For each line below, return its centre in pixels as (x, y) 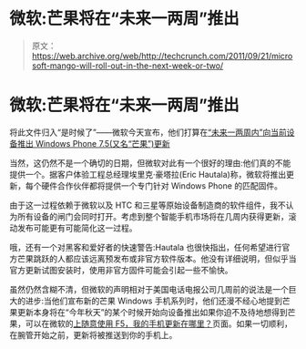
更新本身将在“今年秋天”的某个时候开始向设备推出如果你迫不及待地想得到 (153, 312)
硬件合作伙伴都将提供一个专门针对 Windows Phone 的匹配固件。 (161, 185)
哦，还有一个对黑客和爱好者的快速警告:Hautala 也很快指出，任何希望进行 (146, 247)
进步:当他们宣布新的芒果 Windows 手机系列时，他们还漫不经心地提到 (153, 301)
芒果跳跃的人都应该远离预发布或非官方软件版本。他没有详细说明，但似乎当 (157, 258)
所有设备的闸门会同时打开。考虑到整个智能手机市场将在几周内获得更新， (153, 216)
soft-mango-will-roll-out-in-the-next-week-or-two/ (127, 66)
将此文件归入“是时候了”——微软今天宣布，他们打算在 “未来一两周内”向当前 (148, 132)
